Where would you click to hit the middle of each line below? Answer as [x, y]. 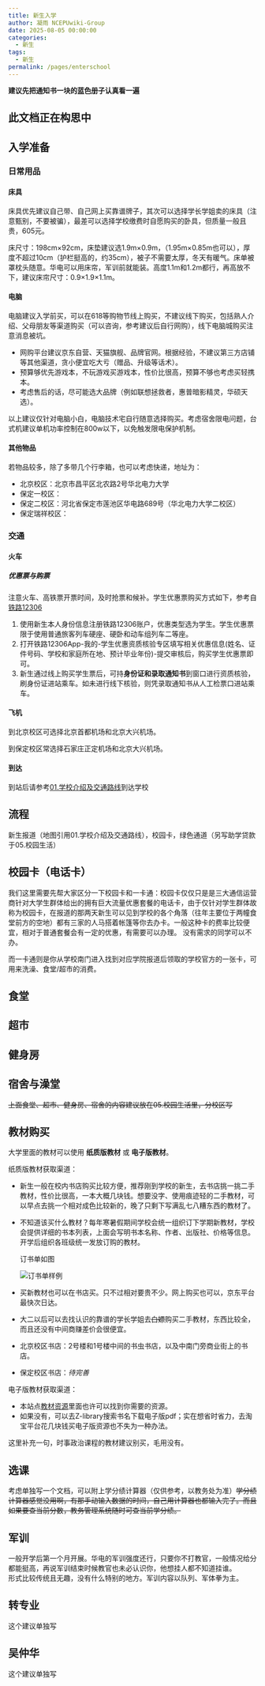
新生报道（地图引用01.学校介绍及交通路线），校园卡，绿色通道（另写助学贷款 [132, 835]
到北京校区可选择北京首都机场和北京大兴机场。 [84, 731]
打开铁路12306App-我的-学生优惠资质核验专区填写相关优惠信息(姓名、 [134, 643]
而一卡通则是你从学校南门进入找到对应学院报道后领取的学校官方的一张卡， [129, 959]
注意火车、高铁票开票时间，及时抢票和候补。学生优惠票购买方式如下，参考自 [132, 597]
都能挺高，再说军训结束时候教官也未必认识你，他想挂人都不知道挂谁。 [122, 1568]
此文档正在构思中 [50, 118]
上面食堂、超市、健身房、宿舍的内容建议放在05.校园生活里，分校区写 [120, 1104]
